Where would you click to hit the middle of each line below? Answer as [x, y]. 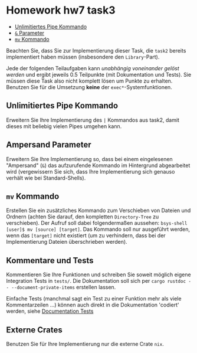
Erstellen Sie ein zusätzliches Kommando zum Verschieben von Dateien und [98, 211]
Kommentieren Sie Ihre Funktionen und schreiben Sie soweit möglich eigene [98, 274]
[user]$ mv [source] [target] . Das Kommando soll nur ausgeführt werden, [98, 229]
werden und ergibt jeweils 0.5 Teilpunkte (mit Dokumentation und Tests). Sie [99, 74]
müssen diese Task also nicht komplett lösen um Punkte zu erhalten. [89, 81]
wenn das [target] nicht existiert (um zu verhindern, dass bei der [86, 236]
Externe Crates [35, 330]
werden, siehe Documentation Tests [50, 311]
